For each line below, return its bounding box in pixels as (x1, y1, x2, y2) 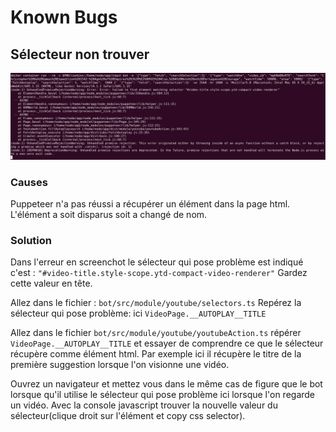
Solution (10, 234, 53, 248)
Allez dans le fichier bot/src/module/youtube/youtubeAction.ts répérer (10, 327, 302, 339)
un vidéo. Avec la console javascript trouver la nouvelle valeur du (10, 399, 278, 411)
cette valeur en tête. (10, 277, 93, 290)
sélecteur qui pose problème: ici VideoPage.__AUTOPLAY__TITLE (10, 307, 267, 320)
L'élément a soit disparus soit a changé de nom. (10, 209, 208, 221)
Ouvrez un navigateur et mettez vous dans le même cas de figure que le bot (10, 378, 323, 390)
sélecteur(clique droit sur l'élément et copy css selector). (10, 410, 246, 422)
